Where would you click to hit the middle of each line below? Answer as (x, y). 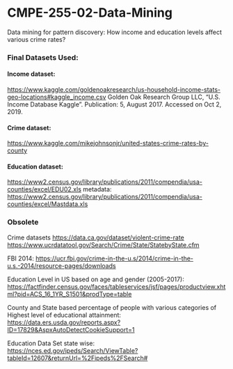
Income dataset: (31, 74)
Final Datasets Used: (43, 57)
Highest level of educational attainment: (64, 315)
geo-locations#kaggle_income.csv (57, 97)
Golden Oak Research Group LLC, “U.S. (164, 97)
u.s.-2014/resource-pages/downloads (62, 265)
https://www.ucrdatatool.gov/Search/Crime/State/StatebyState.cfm (103, 244)
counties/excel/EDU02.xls (45, 189)
